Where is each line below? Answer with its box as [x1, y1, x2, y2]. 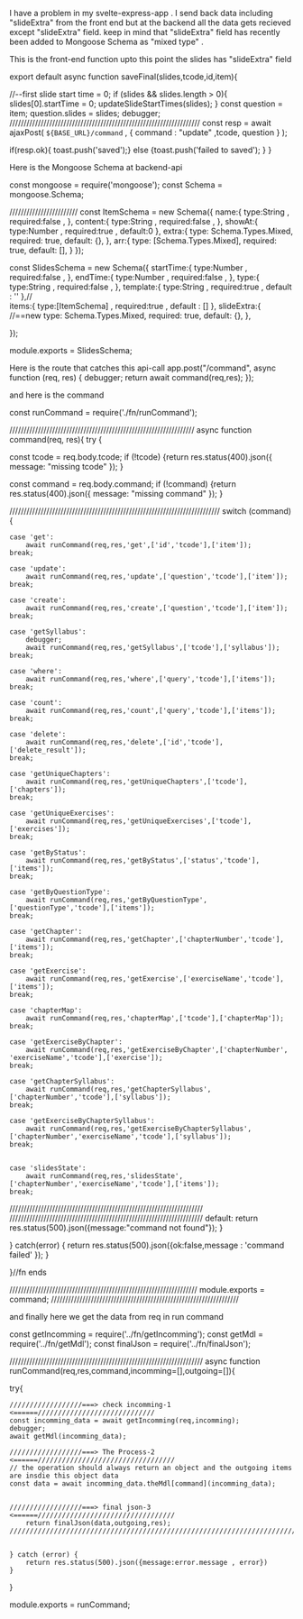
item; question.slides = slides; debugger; [9, 108, 161, 118]
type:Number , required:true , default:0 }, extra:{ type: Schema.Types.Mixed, [9, 225, 293, 236]
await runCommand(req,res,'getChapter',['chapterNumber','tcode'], [25, 935, 284, 944]
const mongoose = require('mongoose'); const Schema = [9, 179, 223, 190]
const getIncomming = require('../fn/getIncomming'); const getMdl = [9, 1329, 264, 1340]
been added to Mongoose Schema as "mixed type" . [9, 36, 205, 47]
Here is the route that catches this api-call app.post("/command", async [9, 362, 277, 373]
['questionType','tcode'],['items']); [9, 903, 155, 912]
